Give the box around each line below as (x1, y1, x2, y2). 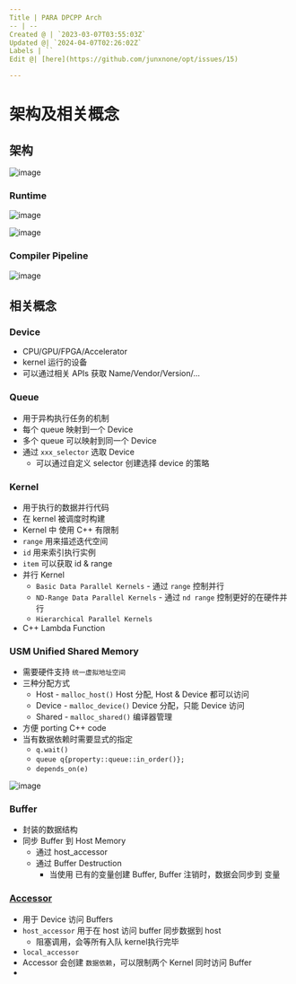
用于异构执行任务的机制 (22, 412, 109, 423)
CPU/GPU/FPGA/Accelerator (22, 347, 128, 357)
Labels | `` (9, 47, 54, 56)
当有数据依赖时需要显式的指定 (22, 734, 133, 745)
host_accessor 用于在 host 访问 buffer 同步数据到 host (22, 925, 222, 936)
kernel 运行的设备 (22, 356, 88, 368)
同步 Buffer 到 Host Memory (22, 836, 126, 847)
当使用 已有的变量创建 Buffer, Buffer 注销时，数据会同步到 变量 (48, 869, 281, 880)
